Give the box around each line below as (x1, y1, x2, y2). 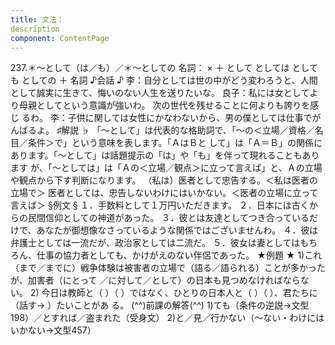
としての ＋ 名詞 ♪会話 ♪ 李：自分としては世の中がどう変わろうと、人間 (21, 74, 318, 86)
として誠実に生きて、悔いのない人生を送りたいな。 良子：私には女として (10, 87, 310, 99)
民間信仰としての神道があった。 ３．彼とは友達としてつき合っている (27, 212, 310, 224)
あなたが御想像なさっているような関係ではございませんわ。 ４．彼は (36, 224, 319, 236)
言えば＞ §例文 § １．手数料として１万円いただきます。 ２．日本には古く (10, 199, 310, 211)
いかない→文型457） (10, 324, 97, 336)
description (10, 24, 60, 34)
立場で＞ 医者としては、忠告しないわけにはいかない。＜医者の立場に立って (10, 187, 319, 199)
